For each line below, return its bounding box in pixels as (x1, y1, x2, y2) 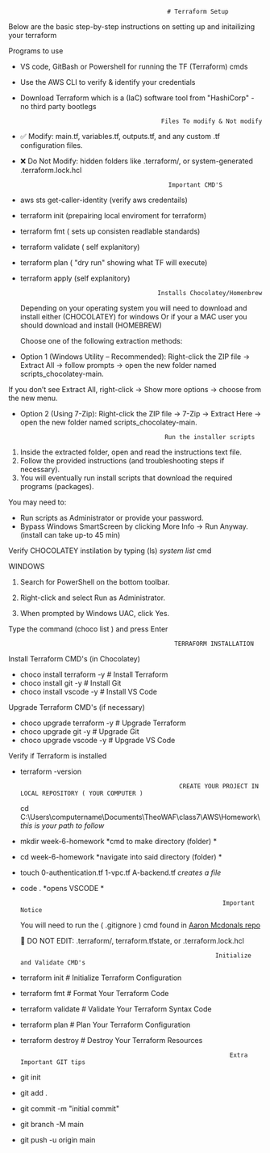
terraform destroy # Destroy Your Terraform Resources (19, 1036, 203, 1045)
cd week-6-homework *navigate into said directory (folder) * (19, 852, 222, 861)
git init (19, 1072, 41, 1082)
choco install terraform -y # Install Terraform (19, 669, 168, 679)
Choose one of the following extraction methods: (19, 336, 183, 345)
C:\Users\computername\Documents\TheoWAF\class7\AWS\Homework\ (19, 813, 260, 821)
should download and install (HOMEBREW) (19, 320, 163, 330)
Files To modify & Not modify (160, 117, 263, 125)
